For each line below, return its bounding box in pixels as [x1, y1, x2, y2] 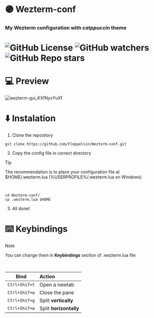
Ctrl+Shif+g [7, 298, 35, 303]
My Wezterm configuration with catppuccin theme [5, 25, 127, 32]
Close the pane [39, 289, 74, 296]
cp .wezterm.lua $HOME [5, 197, 51, 202]
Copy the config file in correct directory [12, 150, 91, 156]
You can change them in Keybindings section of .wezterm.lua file [5, 253, 136, 258]
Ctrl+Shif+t [7, 282, 35, 287]
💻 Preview [5, 76, 49, 87]
